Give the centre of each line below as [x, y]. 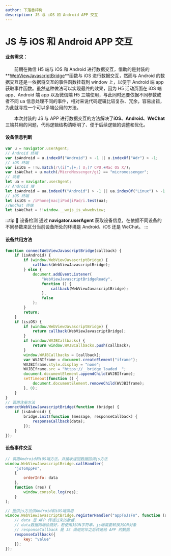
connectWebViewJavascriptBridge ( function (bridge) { [62, 407]
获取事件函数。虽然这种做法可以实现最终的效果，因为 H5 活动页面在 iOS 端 [83, 88]
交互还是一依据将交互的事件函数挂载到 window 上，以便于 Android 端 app [87, 82]
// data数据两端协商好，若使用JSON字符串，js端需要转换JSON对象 [75, 525]
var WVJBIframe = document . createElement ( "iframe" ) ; [81, 360]
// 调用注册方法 [20, 402]
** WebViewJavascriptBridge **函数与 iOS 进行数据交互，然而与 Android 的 [83, 75]
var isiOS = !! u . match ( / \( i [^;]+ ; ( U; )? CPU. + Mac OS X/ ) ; [68, 167]
